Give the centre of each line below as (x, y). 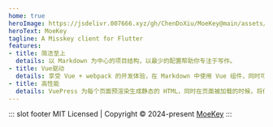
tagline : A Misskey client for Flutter (76, 38)
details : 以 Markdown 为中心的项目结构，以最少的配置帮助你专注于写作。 (126, 61)
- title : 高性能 (34, 83)
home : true (27, 16)
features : (25, 46)
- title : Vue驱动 (37, 69)
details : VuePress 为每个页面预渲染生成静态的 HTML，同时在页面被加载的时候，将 (139, 91)
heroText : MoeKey (38, 31)
